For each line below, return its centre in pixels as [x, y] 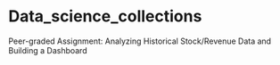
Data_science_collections [105, 16]
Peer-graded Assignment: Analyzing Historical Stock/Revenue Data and [140, 41]
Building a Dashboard [48, 50]
